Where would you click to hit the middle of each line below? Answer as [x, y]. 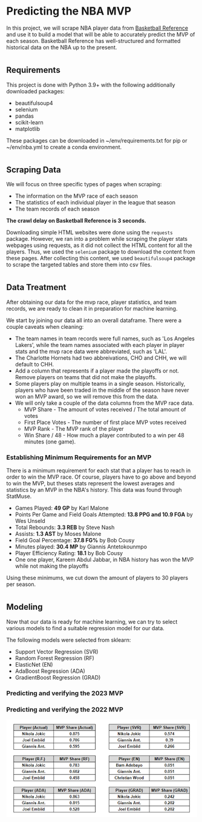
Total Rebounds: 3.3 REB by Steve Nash [65, 527]
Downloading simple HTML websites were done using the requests [90, 232]
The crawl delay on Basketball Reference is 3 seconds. [76, 221]
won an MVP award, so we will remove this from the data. [86, 396]
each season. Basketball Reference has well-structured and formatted [93, 41]
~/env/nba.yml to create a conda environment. [64, 147]
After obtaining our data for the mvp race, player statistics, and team [91, 302]
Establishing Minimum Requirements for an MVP [79, 457]
